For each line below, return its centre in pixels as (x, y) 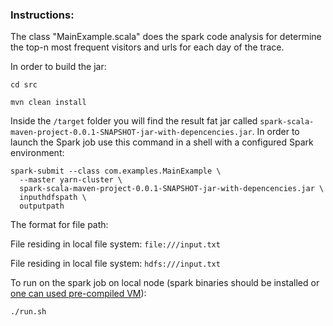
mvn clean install (48, 103)
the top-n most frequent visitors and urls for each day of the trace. (147, 47)
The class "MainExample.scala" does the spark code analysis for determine (166, 37)
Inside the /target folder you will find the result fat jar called (134, 121)
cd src (24, 85)
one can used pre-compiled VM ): (78, 294)
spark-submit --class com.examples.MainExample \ (116, 171)
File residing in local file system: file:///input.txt (115, 244)
